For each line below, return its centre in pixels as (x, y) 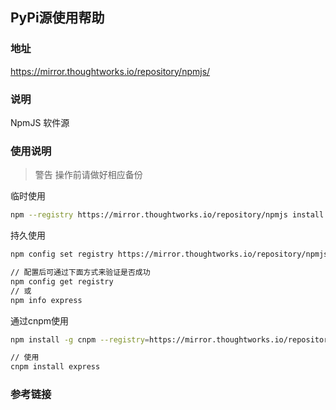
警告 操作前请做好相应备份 (88, 175)
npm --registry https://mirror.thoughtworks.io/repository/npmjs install (167, 215)
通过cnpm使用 (40, 320)
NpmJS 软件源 (40, 122)
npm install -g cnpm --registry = (80, 339)
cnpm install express (55, 367)
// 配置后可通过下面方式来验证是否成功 (80, 273)
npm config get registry (62, 281)
